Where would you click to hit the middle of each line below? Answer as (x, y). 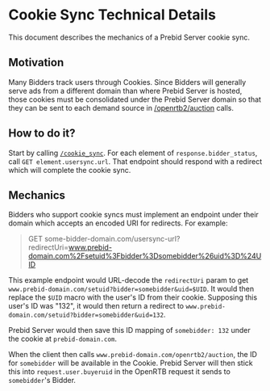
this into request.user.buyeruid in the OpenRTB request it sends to (120, 372)
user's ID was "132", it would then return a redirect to (96, 306)
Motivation (36, 63)
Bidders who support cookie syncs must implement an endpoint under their (134, 215)
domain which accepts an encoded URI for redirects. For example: (118, 223)
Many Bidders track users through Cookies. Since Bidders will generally (127, 82)
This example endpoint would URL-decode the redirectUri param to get (129, 280)
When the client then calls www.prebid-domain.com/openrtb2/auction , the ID (133, 355)
